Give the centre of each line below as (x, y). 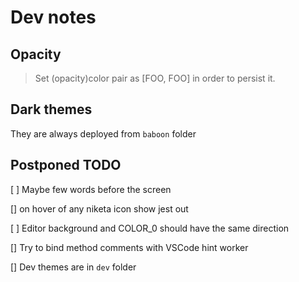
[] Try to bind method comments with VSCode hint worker (129, 247)
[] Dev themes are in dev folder (73, 267)
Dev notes (53, 17)
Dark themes (51, 109)
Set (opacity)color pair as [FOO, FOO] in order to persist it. (155, 78)
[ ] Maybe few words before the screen (91, 189)
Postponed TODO (66, 165)
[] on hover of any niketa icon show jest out (99, 208)
